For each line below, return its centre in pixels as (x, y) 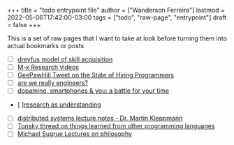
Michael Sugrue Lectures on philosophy (75, 134)
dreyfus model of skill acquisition (65, 59)
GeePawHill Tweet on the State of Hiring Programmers (96, 75)
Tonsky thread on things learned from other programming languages (116, 126)
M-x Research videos (48, 67)
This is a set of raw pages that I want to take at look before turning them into (117, 38)
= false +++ (24, 25)
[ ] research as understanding (59, 105)
